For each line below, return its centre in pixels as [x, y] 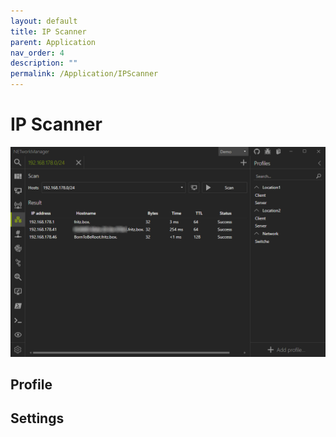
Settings [37, 418]
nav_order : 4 [37, 53]
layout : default [44, 21]
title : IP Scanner [48, 31]
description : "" [44, 63]
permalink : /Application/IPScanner [84, 74]
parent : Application [53, 42]
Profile [31, 384]
